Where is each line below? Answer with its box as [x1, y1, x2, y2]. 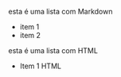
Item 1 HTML [19, 61, 62, 71]
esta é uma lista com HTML [8, 46, 98, 55]
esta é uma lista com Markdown [8, 7, 113, 16]
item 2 [19, 31, 41, 40]
